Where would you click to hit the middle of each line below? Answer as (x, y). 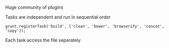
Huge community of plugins (34, 7)
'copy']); (16, 31)
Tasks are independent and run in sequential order (58, 17)
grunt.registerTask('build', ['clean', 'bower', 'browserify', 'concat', (85, 26)
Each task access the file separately (43, 40)
